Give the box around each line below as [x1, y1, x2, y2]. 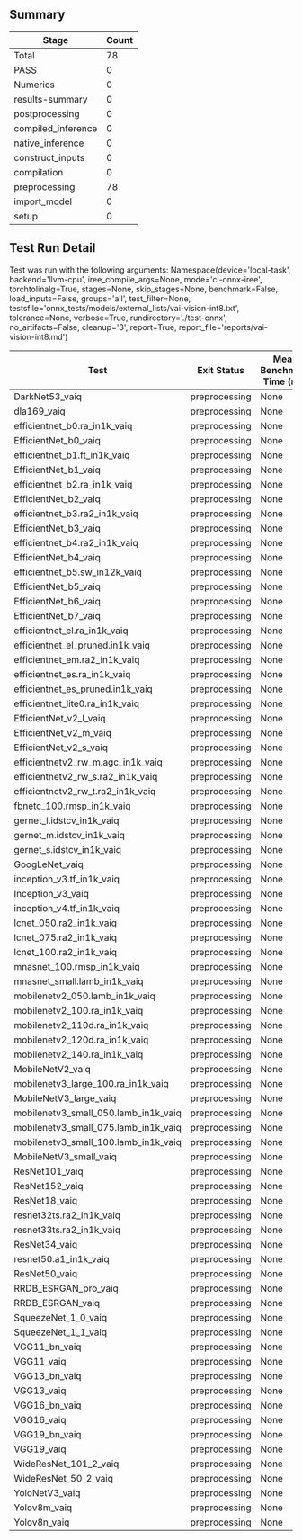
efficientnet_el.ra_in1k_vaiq [13, 624, 129, 637]
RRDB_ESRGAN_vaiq [13, 1296, 101, 1309]
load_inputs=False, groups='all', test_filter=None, [9, 292, 191, 304]
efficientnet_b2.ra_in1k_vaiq [13, 478, 133, 490]
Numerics [13, 78, 56, 91]
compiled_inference [13, 121, 98, 134]
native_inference [13, 137, 84, 149]
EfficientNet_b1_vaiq [13, 463, 101, 476]
